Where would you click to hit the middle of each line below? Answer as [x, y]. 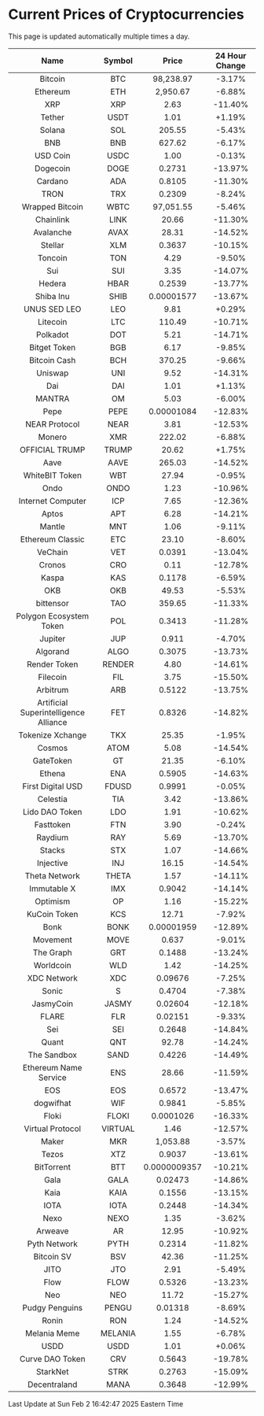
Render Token [52, 664]
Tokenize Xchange [53, 735]
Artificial [52, 702]
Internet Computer [52, 501]
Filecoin [53, 677]
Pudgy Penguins [53, 1307]
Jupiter [52, 638]
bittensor [52, 603]
